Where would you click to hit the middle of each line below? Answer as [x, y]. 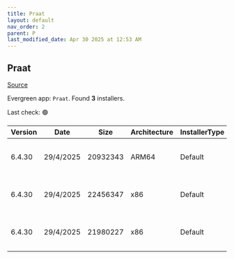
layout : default [31, 20]
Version [24, 132]
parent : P [22, 33]
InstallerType [202, 132]
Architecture [152, 132]
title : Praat [26, 14]
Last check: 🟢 [28, 112]
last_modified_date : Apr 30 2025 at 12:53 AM [74, 40]
